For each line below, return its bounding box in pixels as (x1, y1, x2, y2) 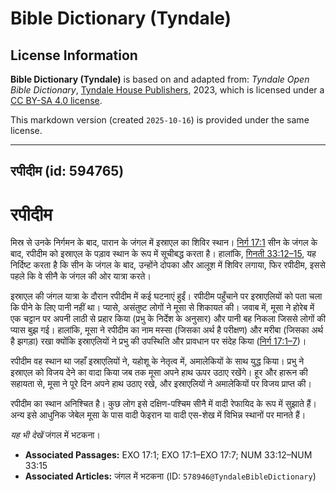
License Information (10, 47, 138, 64)
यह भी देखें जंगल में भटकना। (10, 429, 101, 441)
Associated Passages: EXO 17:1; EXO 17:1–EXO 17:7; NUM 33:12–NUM (24, 449, 313, 461)
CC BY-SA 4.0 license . (10, 95, 103, 106)
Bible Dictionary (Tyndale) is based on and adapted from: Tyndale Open (10, 73, 310, 85)
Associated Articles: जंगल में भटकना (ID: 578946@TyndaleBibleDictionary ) (24, 470, 317, 482)
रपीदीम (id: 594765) (10, 163, 125, 180)
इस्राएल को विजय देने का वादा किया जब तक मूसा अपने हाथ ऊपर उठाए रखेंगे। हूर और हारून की (10, 367, 308, 379)
